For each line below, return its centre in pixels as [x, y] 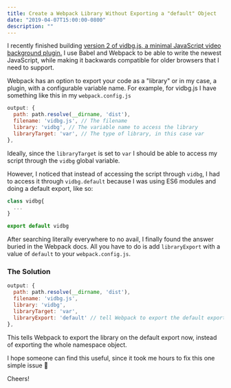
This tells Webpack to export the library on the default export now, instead [112, 337]
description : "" [30, 26]
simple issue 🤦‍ [27, 365]
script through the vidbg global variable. [64, 160]
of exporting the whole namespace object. [67, 345]
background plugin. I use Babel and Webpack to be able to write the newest [114, 53]
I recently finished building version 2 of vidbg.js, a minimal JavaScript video [114, 46]
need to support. [31, 68]
